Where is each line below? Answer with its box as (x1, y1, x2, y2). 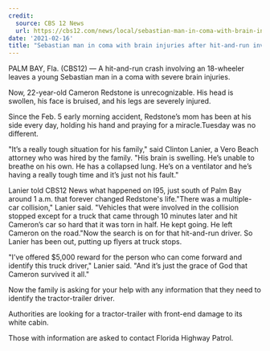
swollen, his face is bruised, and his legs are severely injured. (8, 96, 211, 106)
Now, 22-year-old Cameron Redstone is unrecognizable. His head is (8, 88, 234, 97)
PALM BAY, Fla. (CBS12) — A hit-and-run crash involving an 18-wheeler (8, 63, 245, 73)
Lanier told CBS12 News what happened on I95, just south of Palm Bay (8, 186, 242, 195)
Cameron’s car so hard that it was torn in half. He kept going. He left (8, 220, 233, 230)
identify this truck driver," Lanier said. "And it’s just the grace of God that (8, 261, 247, 271)
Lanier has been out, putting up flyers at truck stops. (8, 237, 182, 247)
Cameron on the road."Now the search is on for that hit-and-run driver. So (8, 228, 253, 238)
